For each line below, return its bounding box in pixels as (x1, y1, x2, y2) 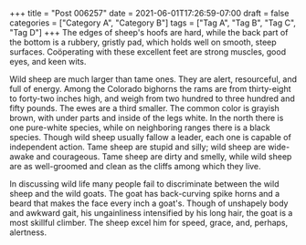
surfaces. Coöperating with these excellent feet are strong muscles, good (9, 46, 286, 57)
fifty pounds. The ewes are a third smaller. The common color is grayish (9, 103, 280, 113)
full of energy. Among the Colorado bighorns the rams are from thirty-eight (9, 84, 291, 94)
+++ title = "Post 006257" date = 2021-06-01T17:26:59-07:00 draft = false (9, 8, 290, 18)
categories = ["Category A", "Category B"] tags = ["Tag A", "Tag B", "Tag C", (9, 17, 297, 28)
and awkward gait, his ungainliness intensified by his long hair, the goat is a (9, 208, 293, 218)
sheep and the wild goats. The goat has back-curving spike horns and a (9, 189, 280, 199)
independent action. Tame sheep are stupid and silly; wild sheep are (9, 141, 267, 152)
